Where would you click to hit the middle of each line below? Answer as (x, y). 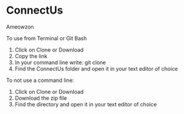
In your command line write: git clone (60, 62)
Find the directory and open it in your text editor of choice (86, 104)
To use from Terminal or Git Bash (47, 38)
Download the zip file (41, 98)
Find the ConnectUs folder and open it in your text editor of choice (96, 68)
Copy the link (31, 56)
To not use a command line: (40, 80)
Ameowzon (20, 27)
